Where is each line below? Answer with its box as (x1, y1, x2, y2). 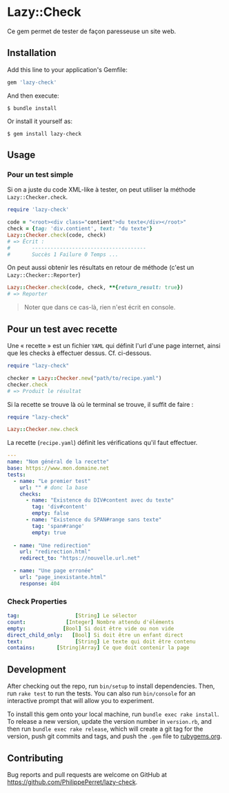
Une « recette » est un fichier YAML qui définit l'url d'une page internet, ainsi (7, 342, 221, 349)
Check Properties (7, 596, 68, 606)
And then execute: (7, 91, 59, 100)
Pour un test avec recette (7, 323, 118, 335)
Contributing (7, 752, 63, 764)
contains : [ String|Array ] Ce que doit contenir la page (7, 644, 190, 651)
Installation (7, 47, 57, 59)
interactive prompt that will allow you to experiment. (7, 697, 155, 705)
